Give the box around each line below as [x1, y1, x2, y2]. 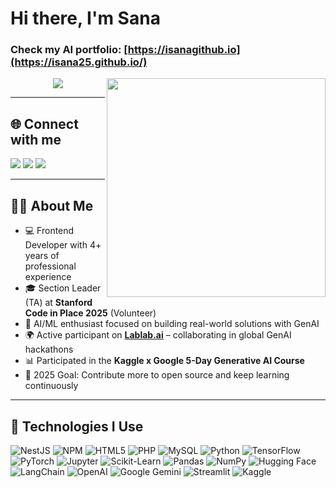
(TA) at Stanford [24, 297, 93, 309]
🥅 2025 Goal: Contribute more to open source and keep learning [24, 369, 290, 381]
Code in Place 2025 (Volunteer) [24, 307, 157, 319]
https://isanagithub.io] [127, 43, 241, 57]
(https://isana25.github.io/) [10, 55, 148, 69]
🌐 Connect [10, 115, 79, 132]
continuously [24, 380, 79, 392]
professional [24, 260, 77, 272]
